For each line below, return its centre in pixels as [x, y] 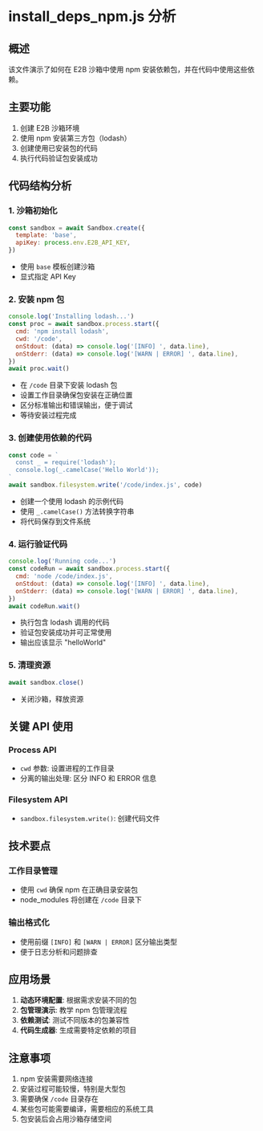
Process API [32, 750]
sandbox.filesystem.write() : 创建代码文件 [90, 818]
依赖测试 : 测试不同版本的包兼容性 [75, 1020]
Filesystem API [38, 799]
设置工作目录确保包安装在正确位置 [76, 395]
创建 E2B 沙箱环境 [50, 128]
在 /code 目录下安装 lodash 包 [69, 385]
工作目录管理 [33, 870]
